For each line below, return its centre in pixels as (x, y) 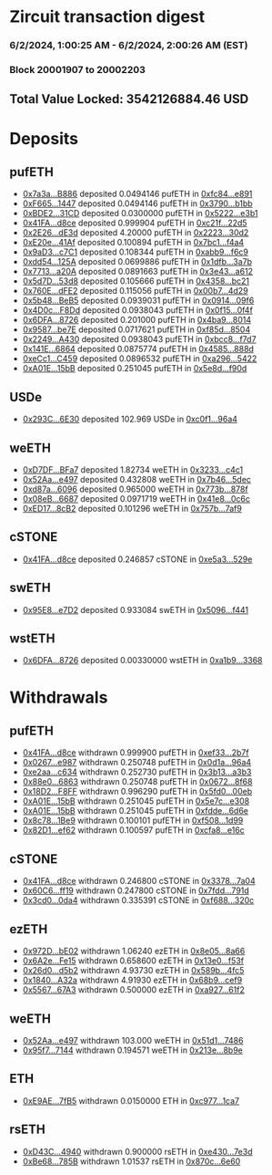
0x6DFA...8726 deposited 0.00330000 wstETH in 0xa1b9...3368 (142, 660)
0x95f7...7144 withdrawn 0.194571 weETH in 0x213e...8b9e (132, 1050)
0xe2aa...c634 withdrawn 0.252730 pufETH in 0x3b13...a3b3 (137, 772)
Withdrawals (59, 697)
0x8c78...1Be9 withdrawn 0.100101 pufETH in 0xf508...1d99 (133, 821)
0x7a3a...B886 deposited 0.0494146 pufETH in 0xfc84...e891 (137, 194)
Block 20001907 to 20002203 (77, 70)
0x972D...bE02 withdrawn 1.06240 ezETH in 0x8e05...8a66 (134, 951)
